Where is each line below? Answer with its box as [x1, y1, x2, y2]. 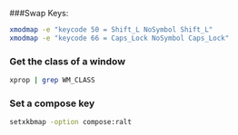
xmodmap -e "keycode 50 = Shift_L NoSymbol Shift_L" [9, 25, 213, 34]
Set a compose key [9, 97, 95, 110]
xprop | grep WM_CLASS [9, 76, 95, 85]
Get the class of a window [9, 54, 125, 67]
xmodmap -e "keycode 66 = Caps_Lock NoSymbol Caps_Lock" [9, 34, 230, 43]
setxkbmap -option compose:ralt [9, 118, 132, 127]
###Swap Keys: [9, 8, 69, 18]
